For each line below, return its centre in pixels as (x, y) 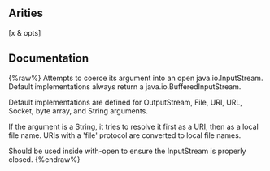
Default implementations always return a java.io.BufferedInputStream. (125, 86)
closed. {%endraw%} (44, 159)
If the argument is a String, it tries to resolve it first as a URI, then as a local (133, 126)
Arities (26, 13)
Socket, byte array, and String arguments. (78, 111)
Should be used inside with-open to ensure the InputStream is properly (127, 151)
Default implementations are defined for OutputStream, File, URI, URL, (125, 102)
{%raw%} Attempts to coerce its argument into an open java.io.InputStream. (136, 78)
